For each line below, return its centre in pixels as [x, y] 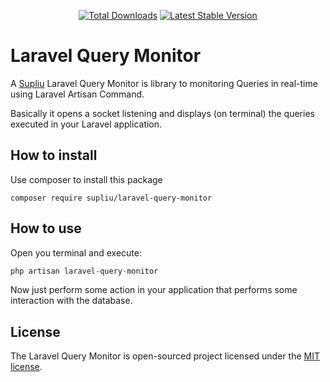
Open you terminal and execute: [76, 252]
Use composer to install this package [86, 179]
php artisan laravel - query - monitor [84, 271]
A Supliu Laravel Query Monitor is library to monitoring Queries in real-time [164, 83]
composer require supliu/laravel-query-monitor [111, 198]
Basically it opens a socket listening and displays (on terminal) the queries [162, 113]
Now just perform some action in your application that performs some [154, 290]
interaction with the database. [71, 301]
